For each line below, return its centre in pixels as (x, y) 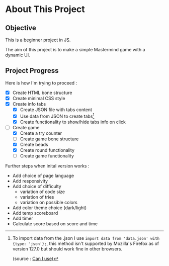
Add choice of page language (43, 176)
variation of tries (37, 197)
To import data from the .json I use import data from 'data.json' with (86, 238)
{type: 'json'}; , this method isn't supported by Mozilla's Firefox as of (86, 244)
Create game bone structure (49, 139)
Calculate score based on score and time (55, 224)
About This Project (45, 9)
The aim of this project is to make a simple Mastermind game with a (75, 50)
